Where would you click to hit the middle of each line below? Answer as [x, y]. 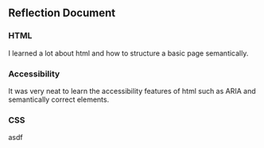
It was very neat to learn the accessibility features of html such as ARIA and [132, 91]
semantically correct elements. [59, 99]
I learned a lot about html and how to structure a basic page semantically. [128, 53]
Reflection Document [62, 13]
